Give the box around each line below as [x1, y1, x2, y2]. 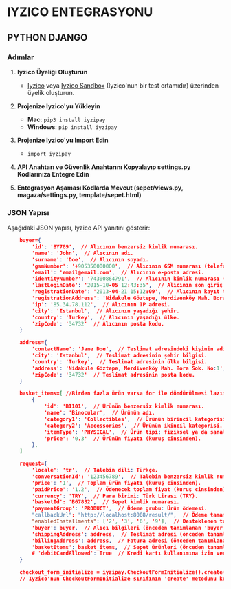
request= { [19, 460, 48, 468]
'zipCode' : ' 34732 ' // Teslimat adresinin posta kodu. [32, 371, 195, 378]
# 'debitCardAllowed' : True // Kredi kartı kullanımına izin [32, 550, 214, 557]
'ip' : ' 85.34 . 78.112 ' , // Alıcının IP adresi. [32, 301, 170, 308]
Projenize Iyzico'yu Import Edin [16, 136, 109, 144]
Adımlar [7, 52, 34, 62]
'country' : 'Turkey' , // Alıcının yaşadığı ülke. [32, 314, 180, 321]
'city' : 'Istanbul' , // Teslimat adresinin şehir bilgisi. [32, 352, 208, 359]
